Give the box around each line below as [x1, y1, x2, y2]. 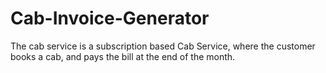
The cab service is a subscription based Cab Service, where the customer [10, 40, 316, 52]
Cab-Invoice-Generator [10, 7, 210, 30]
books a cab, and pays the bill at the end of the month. [10, 50, 236, 62]
